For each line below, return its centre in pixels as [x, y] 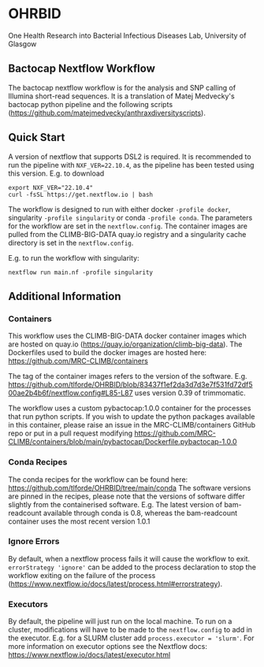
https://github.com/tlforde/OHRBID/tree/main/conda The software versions [130, 487]
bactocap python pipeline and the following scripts [91, 104]
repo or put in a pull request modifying [71, 433]
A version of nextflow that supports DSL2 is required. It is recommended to [130, 156]
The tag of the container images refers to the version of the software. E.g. [128, 376]
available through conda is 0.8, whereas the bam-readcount [140, 513]
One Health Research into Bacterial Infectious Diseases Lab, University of [127, 35]
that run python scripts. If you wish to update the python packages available [132, 417]
